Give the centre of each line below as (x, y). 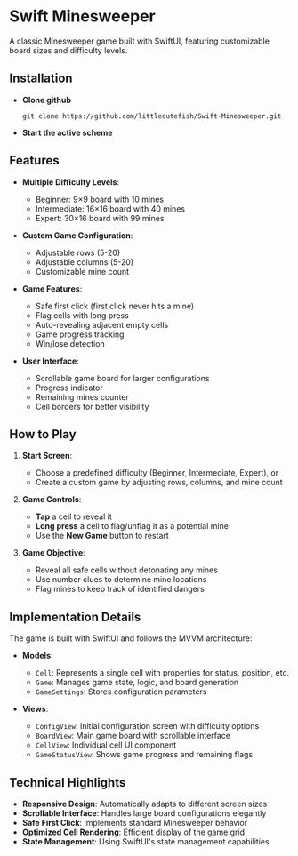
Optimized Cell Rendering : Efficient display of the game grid (133, 832)
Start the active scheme (67, 132)
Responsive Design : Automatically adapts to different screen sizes (145, 804)
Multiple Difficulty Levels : (71, 182)
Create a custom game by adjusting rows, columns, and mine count (159, 483)
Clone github (46, 100)
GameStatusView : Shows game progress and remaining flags (144, 755)
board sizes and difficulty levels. (68, 50)
